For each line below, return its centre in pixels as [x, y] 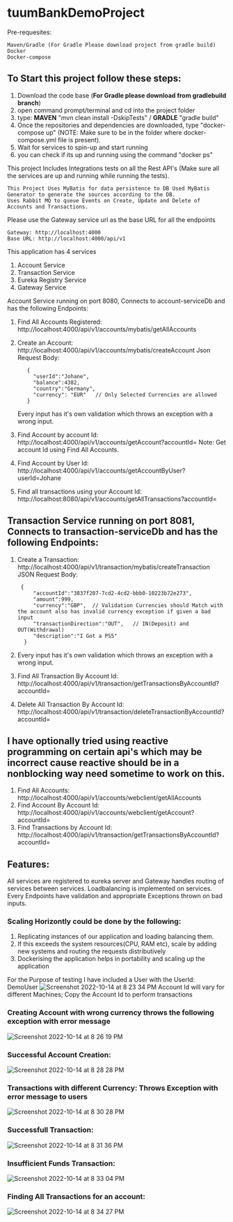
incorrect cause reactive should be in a [93, 762]
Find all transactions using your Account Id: [79, 491]
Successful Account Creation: [59, 1055]
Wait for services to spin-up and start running [82, 147]
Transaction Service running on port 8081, [101, 521]
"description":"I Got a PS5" [75, 636]
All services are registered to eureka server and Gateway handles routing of [116, 881]
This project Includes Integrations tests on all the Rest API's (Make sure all [113, 168]
